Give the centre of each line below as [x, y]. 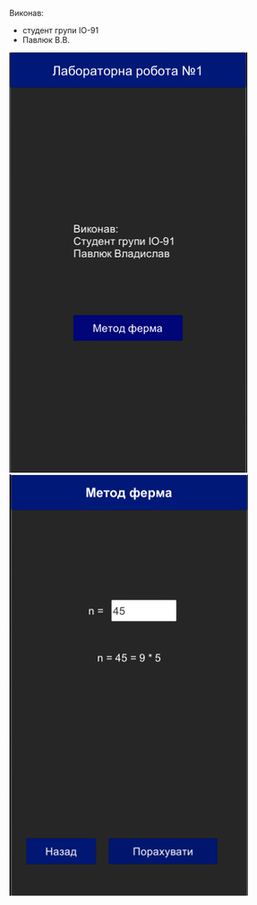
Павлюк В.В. [46, 40]
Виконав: [27, 13]
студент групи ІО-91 [60, 30]
